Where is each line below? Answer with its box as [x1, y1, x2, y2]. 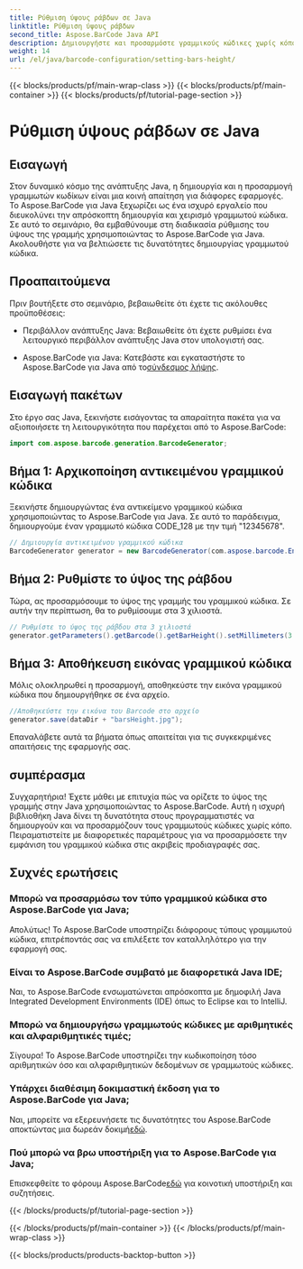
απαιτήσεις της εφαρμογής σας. [9, 741, 131, 752]
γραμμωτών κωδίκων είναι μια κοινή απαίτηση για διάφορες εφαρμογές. [9, 190, 284, 201]
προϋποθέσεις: [9, 308, 66, 318]
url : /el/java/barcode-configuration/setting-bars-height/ [9, 55, 236, 64]
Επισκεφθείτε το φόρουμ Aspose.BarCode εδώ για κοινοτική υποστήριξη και [9, 1178, 293, 1189]
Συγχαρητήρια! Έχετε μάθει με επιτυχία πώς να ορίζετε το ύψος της [9, 791, 268, 802]
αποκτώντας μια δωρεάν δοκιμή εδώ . [9, 1124, 148, 1135]
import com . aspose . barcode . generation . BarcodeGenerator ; [9, 438, 228, 447]
